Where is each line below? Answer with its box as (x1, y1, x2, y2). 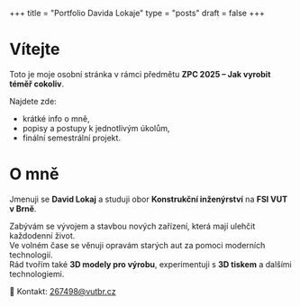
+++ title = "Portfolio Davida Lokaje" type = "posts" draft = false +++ (9, 8, 266, 18)
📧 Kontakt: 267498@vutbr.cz (9, 285, 116, 296)
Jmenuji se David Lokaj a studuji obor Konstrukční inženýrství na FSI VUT (9, 193, 288, 204)
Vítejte (9, 40, 60, 59)
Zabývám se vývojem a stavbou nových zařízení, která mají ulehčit (9, 220, 256, 231)
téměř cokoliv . (9, 78, 65, 89)
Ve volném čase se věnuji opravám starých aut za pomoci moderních (9, 239, 266, 250)
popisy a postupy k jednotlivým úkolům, (22, 122, 170, 133)
